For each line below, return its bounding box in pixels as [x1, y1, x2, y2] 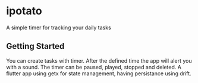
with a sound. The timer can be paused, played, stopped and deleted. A [6, 63, 181, 70]
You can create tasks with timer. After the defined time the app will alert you [6, 57, 192, 64]
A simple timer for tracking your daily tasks [6, 24, 111, 31]
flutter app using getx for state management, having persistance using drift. [6, 70, 191, 77]
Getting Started [6, 41, 65, 51]
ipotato [6, 4, 43, 18]
